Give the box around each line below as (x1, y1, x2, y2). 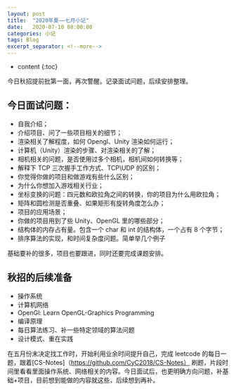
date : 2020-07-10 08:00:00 (7, 23, 93, 30)
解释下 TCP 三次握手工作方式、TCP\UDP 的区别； (17, 163, 162, 172)
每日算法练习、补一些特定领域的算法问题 (17, 325, 135, 334)
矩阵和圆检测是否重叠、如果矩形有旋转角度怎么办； (17, 199, 166, 207)
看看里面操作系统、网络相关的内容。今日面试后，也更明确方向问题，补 (19, 367, 223, 376)
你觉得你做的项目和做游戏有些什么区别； (17, 172, 135, 180)
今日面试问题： (7, 99, 72, 111)
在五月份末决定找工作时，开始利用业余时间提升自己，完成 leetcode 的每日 (7, 349, 221, 358)
